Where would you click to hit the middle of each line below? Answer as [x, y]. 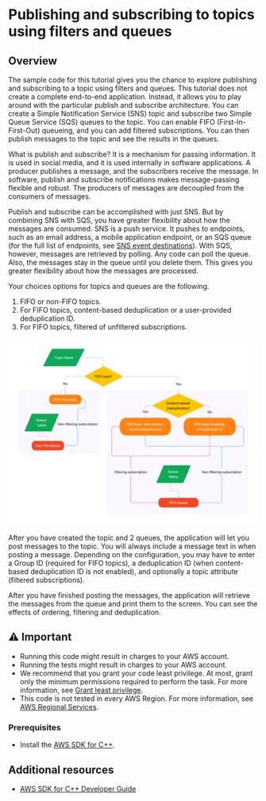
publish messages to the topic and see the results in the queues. [114, 139]
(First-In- [231, 122]
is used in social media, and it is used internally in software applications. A [130, 163]
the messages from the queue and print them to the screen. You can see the [133, 604]
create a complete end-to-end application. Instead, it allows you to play [125, 96]
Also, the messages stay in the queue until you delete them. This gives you [130, 262]
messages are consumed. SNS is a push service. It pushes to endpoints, [127, 229]
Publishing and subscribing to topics [132, 15]
